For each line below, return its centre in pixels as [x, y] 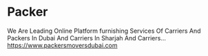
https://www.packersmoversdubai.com [62, 45]
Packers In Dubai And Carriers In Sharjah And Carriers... [87, 38]
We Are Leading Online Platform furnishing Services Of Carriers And [104, 31]
